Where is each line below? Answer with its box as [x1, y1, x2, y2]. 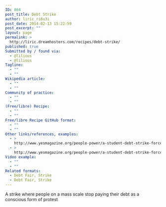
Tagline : [5, 62, 23, 67]
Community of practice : [5, 90, 54, 95]
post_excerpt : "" [5, 26, 41, 31]
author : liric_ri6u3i [5, 16, 50, 21]
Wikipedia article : [5, 76, 45, 81]
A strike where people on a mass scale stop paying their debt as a [5, 191, 139, 197]
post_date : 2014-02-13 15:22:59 [5, 21, 72, 26]
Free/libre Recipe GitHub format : [5, 117, 77, 123]
